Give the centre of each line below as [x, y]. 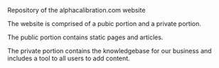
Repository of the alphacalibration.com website [76, 10]
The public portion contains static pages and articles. [85, 37]
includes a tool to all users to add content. [69, 58]
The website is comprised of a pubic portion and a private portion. [104, 23]
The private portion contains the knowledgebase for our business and [109, 51]
